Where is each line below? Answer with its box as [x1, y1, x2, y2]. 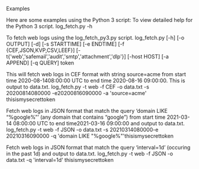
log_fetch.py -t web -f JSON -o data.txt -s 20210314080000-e [6, 126, 159, 133]
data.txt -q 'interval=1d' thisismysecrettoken [6, 157, 114, 163]
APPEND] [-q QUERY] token [6, 59, 75, 66]
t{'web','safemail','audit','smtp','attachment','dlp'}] [6, 53, 126, 60]
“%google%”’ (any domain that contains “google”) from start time [6, 113, 166, 121]
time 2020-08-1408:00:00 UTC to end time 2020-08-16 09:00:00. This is [6, 77, 185, 84]
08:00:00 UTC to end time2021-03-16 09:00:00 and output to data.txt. [12, 120, 185, 126]
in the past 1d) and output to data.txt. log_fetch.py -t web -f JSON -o [6, 150, 174, 157]
